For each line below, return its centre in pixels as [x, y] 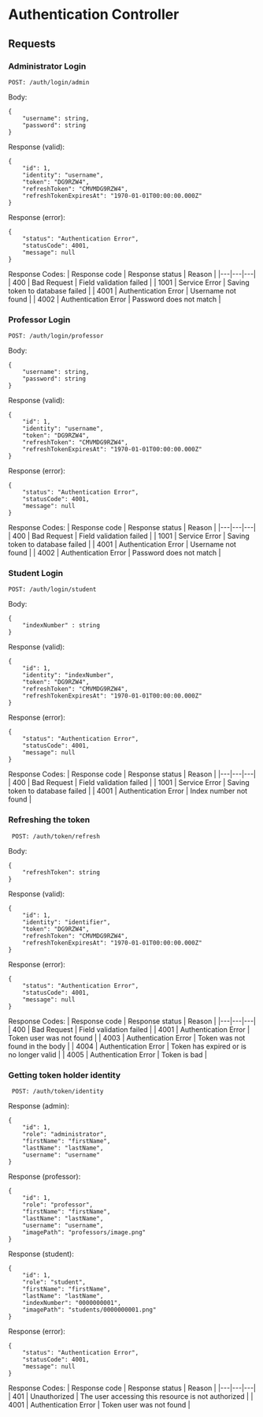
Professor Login [39, 320]
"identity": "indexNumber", [68, 675]
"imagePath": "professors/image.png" [84, 1232]
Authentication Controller [94, 15]
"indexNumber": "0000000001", [72, 1303]
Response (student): [41, 1254]
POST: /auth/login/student [52, 589]
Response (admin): [39, 1106]
